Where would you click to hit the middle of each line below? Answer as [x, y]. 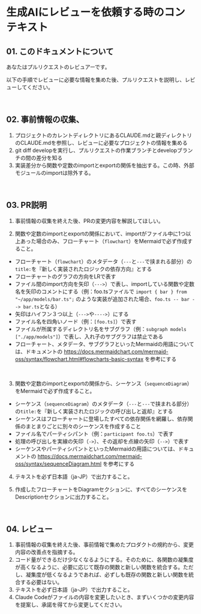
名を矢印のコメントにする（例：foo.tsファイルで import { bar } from [101, 291]
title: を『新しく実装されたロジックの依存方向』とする [83, 269]
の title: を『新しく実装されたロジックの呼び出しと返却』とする [94, 411]
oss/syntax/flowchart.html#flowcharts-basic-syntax [79, 359]
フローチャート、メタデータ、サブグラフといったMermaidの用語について [104, 344]
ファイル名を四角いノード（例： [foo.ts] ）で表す [76, 321]
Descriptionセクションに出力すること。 [63, 497]
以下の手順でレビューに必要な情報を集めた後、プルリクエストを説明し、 [95, 80]
